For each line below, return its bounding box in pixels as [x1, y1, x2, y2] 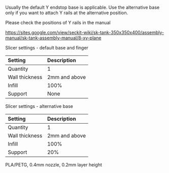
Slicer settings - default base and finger [5, 45, 89, 50]
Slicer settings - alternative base [5, 103, 74, 109]
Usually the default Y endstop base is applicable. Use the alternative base [5, 5, 160, 10]
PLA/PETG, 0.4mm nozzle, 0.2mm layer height [5, 162, 103, 167]
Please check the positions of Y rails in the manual [5, 20, 111, 25]
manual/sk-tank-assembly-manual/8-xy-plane [5, 35, 102, 41]
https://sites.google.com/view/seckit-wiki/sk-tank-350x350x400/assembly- [5, 30, 164, 35]
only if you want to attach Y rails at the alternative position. [5, 10, 128, 16]
